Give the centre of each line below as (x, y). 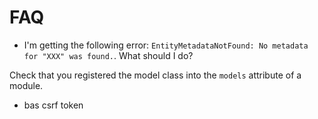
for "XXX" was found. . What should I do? (108, 55)
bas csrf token (53, 105)
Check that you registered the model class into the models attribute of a (155, 75)
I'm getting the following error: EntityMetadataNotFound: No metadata (166, 45)
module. (26, 85)
